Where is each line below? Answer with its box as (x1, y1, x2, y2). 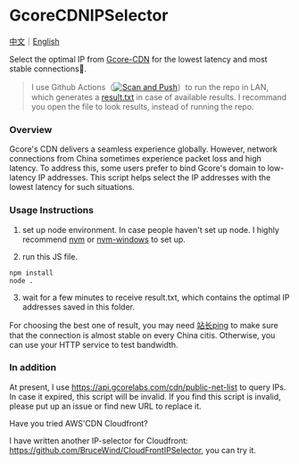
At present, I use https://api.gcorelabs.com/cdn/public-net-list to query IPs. (9, 381, 287, 393)
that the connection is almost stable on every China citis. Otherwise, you (9, 329, 276, 340)
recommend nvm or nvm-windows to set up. (21, 234, 186, 244)
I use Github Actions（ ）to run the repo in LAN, (30, 81, 270, 92)
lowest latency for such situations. (9, 182, 136, 193)
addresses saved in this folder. (21, 301, 136, 312)
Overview (9, 123, 53, 136)
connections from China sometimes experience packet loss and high (9, 153, 262, 164)
